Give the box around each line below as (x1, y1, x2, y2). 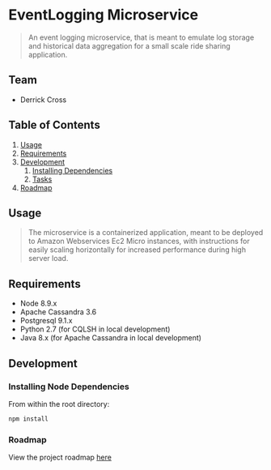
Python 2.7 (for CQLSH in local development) (19, 324, 171, 334)
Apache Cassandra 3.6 (19, 307, 97, 317)
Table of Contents (8, 118, 101, 132)
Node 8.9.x (19, 298, 57, 309)
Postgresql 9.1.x (19, 316, 73, 326)
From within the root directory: (8, 399, 110, 408)
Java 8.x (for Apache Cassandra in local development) (19, 333, 202, 343)
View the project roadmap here (8, 452, 112, 463)
